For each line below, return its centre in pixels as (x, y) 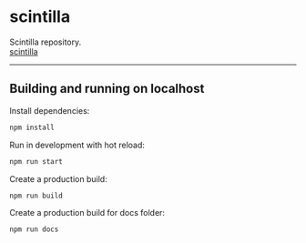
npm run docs (34, 229)
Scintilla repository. (46, 42)
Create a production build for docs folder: (87, 213)
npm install (32, 127)
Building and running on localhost (107, 89)
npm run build (36, 196)
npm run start (36, 161)
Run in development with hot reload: (77, 145)
